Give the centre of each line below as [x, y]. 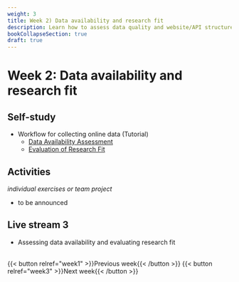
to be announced [43, 202]
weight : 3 [22, 14]
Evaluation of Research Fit [67, 150]
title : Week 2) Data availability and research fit [85, 21]
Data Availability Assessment [71, 142]
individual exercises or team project [60, 189]
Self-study [32, 117]
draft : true [25, 41]
